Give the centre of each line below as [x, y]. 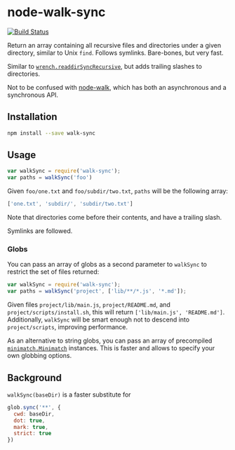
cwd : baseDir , [34, 414]
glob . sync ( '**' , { [34, 407]
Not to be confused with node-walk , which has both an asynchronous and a [117, 87]
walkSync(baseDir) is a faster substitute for [69, 395]
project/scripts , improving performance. [68, 327]
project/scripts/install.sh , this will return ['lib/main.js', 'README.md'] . [116, 312]
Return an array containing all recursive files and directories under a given [114, 45]
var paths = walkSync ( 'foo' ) [50, 178]
